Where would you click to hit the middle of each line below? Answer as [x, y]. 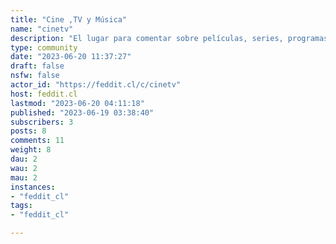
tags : [21, 206]
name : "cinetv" [42, 29]
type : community [44, 47]
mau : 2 [24, 177]
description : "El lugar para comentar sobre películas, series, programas [169, 38]
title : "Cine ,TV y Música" [69, 19]
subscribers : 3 [42, 122]
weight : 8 [31, 150]
